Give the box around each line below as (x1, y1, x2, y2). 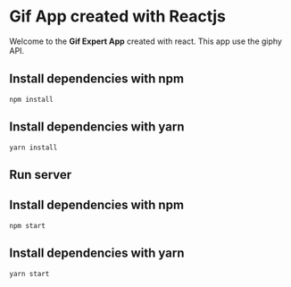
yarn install (9, 143, 58, 152)
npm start (9, 221, 46, 230)
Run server (9, 167, 72, 182)
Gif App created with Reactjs (9, 6, 226, 27)
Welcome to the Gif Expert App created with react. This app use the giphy (9, 36, 283, 46)
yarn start (9, 269, 50, 278)
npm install (9, 95, 54, 104)
